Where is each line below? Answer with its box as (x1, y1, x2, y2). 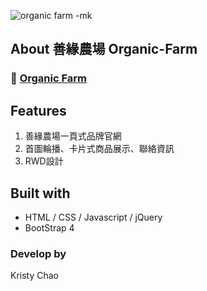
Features (10, 102, 67, 119)
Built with (10, 185, 71, 202)
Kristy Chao (10, 270, 60, 282)
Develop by (10, 246, 67, 260)
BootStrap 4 (24, 221, 75, 234)
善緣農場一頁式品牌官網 (24, 130, 122, 142)
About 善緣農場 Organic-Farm (10, 41, 198, 58)
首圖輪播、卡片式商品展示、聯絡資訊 (24, 143, 175, 155)
